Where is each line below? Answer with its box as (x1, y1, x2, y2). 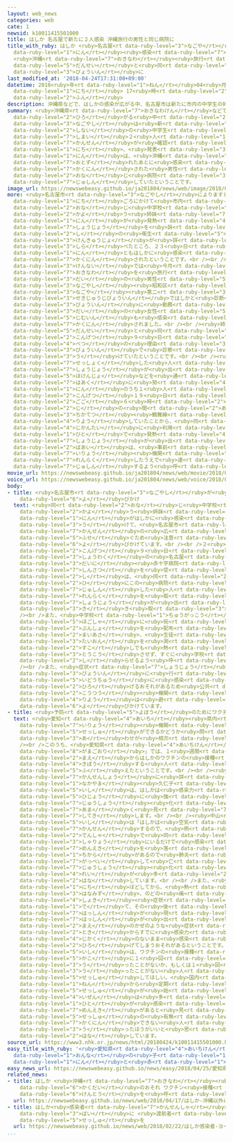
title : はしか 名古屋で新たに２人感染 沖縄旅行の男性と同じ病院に (7, 36, 175, 43)
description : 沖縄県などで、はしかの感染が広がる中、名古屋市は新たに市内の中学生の (7, 101, 223, 108)
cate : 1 (7, 23, 30, 30)
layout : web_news (7, 10, 58, 17)
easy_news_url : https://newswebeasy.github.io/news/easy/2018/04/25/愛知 (7, 1065, 223, 1072)
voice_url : (7, 476, 39, 483)
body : (7, 482, 23, 489)
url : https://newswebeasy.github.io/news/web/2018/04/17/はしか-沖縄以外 (13, 1097, 224, 1104)
